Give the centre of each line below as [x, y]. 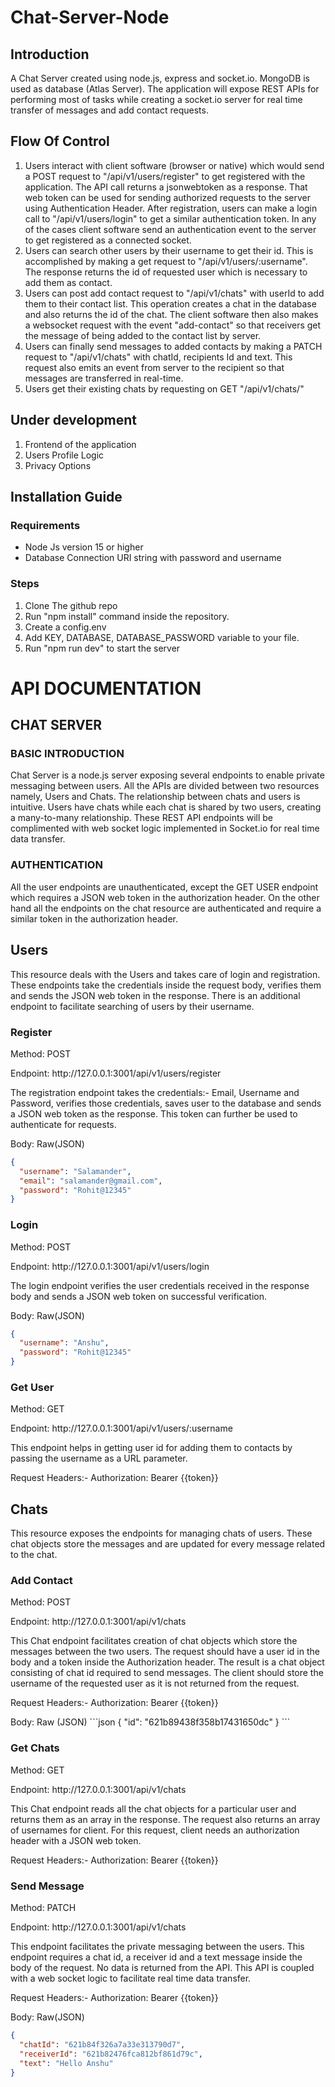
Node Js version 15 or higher [84, 547]
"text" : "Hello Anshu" [66, 2063]
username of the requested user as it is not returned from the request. [155, 1683]
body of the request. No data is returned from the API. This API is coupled [162, 1968]
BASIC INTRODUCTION [67, 754]
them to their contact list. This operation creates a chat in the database [170, 303]
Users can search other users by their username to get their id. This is [169, 250]
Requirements [45, 525]
